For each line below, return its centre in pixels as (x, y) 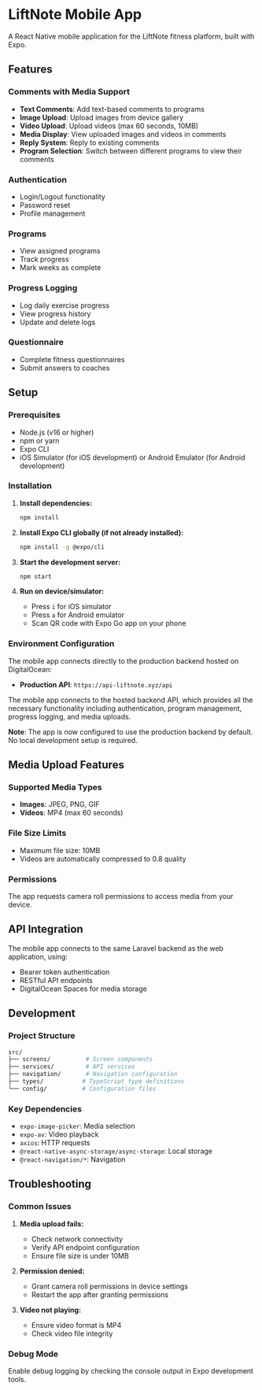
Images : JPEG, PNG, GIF (59, 804)
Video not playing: (50, 1310)
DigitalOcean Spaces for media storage (83, 989)
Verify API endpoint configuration (85, 1247)
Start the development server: (70, 562)
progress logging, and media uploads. (70, 716)
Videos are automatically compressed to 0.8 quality (103, 859)
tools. (17, 1380)
